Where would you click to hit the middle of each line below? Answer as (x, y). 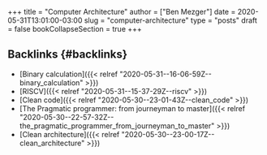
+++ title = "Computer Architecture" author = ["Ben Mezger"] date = (122, 12)
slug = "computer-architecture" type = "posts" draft (170, 20)
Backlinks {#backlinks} (67, 55)
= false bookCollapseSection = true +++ (75, 29)
